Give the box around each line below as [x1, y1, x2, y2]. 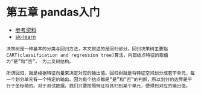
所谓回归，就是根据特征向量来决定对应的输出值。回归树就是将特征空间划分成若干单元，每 [6, 70, 195, 76]
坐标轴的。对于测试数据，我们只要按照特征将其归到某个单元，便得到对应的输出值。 [14, 83, 191, 89]
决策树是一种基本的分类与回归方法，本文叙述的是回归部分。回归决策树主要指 [6, 46, 168, 51]
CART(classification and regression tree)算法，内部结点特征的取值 [6, 52, 169, 58]
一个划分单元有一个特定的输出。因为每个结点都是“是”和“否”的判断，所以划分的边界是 [6, 76, 188, 83]
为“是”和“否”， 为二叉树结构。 [6, 58, 74, 65]
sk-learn [14, 33, 36, 40]
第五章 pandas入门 [6, 5, 100, 19]
